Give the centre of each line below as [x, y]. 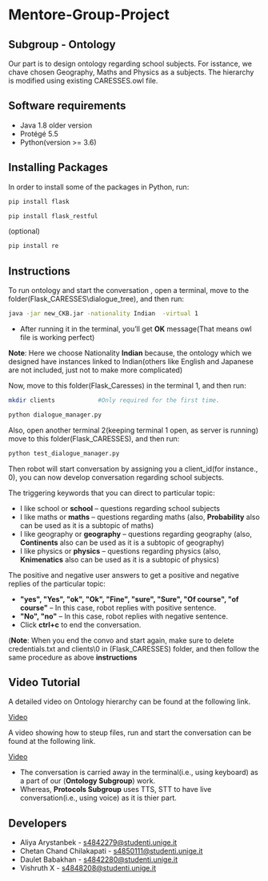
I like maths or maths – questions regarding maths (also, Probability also [140, 517]
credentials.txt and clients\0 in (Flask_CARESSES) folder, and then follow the [134, 648]
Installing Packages [58, 167]
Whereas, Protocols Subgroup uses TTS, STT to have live [116, 790]
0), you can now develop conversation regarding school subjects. [116, 477]
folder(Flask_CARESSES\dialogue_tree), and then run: [96, 299]
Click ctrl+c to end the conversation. [80, 624]
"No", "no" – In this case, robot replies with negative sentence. [124, 616]
